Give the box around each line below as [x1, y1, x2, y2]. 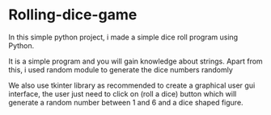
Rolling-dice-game [8, 6, 138, 24]
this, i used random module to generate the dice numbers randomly [8, 64, 233, 74]
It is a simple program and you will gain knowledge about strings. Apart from [8, 56, 263, 66]
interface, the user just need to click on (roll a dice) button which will [8, 88, 237, 98]
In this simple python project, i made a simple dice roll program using [8, 32, 239, 42]
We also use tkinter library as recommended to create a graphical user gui [8, 80, 256, 90]
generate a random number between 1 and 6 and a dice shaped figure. [8, 97, 244, 107]
